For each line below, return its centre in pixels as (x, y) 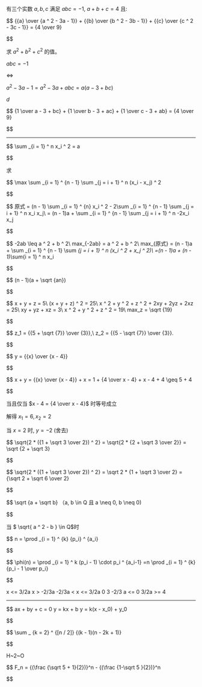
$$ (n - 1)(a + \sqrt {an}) (36, 280)
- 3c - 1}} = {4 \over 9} (34, 27)
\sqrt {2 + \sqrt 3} (28, 449)
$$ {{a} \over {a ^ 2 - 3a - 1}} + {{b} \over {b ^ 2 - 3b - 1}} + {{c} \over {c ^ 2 (100, 21)
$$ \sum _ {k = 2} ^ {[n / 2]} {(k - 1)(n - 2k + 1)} (64, 632)
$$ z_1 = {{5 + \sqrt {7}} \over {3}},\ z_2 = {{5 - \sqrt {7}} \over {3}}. (90, 333)
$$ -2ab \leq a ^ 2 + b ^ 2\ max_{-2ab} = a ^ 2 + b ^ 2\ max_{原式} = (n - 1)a (99, 244)
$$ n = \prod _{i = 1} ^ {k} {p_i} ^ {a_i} (52, 539)
